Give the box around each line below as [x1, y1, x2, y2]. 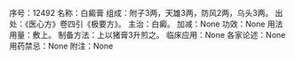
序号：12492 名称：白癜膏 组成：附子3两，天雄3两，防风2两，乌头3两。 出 [9, 8, 283, 18]
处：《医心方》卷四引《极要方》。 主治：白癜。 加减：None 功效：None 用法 [9, 18, 283, 29]
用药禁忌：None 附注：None [9, 41, 114, 51]
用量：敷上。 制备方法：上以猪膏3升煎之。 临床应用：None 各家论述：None [9, 30, 286, 40]
